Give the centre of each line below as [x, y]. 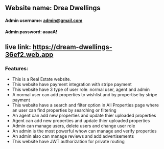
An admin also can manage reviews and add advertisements [73, 136]
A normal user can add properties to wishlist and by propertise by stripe [85, 95]
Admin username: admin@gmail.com [44, 20]
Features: [17, 68]
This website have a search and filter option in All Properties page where [85, 105]
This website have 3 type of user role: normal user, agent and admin [81, 89]
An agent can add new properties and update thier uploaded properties [84, 116]
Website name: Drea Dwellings [53, 8]
